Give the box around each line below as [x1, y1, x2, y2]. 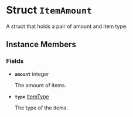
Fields [6, 57, 24, 65]
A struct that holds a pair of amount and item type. [6, 23, 128, 30]
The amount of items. [14, 81, 66, 88]
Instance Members [6, 40, 76, 49]
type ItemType [14, 93, 50, 100]
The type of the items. [14, 104, 69, 111]
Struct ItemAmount [6, 3, 93, 17]
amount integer [14, 70, 49, 77]
